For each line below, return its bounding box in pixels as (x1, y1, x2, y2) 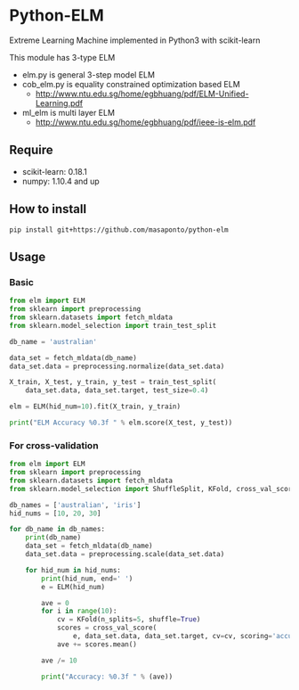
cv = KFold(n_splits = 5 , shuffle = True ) (56, 615, 201, 624)
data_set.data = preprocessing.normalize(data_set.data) (9, 362, 225, 371)
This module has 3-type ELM (9, 52, 116, 62)
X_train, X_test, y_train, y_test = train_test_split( (9, 378, 217, 387)
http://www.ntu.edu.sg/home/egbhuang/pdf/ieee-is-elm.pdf (35, 117, 256, 127)
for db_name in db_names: (9, 525, 105, 534)
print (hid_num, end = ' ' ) (41, 574, 133, 583)
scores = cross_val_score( (56, 623, 158, 633)
